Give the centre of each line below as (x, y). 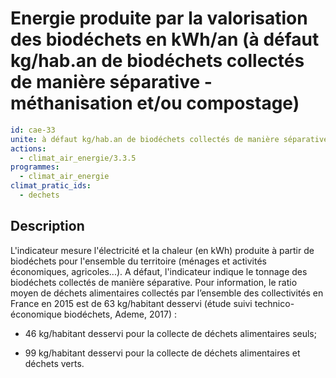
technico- (274, 303)
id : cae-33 (33, 130)
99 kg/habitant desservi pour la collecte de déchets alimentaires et (162, 353)
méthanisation (71, 103)
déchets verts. (54, 363)
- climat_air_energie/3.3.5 (78, 158)
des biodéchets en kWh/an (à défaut (165, 39)
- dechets (39, 195)
